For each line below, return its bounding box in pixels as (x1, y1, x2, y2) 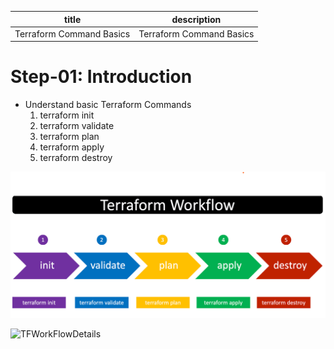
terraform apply (39, 141, 105, 153)
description (171, 13, 222, 25)
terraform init (39, 109, 95, 121)
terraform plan (39, 131, 100, 143)
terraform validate (39, 120, 115, 132)
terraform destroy (39, 152, 113, 164)
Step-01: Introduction (10, 66, 193, 88)
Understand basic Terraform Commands (24, 99, 192, 111)
